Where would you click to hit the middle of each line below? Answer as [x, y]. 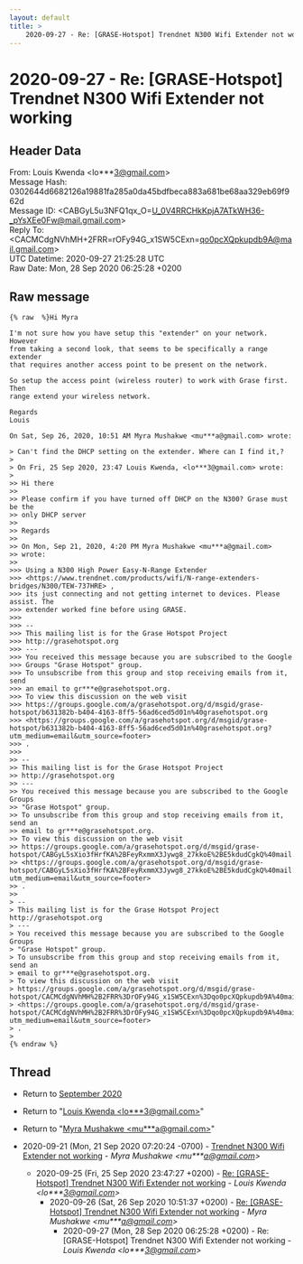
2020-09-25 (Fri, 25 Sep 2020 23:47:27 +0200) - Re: [135, 1173]
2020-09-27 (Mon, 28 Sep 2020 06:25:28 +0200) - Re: [166, 1231]
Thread [30, 1072]
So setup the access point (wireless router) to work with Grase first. [149, 381]
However [24, 341]
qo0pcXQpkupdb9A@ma [246, 239]
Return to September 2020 [72, 1094]
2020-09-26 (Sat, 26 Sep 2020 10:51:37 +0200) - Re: [149, 1202]
